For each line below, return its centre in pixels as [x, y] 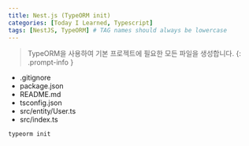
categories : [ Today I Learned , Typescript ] [81, 23]
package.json [42, 86]
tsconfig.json [41, 103]
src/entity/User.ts [48, 111]
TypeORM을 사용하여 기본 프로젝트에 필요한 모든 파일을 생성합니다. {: [134, 54]
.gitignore [35, 78]
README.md [40, 95]
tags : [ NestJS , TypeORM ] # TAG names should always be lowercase [117, 30]
